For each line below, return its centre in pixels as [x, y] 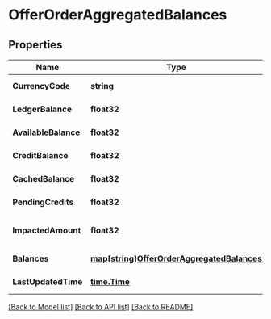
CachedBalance [44, 179]
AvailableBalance [46, 132]
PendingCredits [43, 202]
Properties [35, 45]
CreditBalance [40, 155]
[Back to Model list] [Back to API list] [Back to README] [101, 307]
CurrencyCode [42, 86]
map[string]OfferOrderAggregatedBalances [176, 258]
